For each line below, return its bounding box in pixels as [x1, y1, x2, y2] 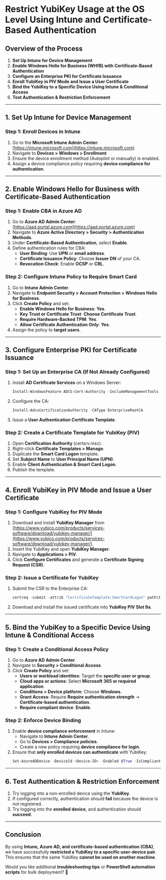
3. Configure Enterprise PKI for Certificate [5, 346, 137, 354]
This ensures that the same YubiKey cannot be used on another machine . [5, 854, 157, 860]
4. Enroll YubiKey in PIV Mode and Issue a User [5, 486, 152, 494]
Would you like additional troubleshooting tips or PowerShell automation [5, 864, 156, 870]
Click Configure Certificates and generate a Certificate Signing [12, 557, 144, 563]
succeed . [12, 811, 32, 817]
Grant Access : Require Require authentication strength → [19, 693, 140, 700]
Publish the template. [12, 467, 56, 473]
